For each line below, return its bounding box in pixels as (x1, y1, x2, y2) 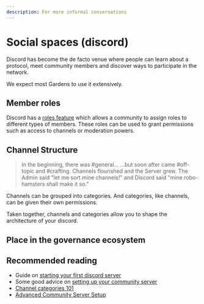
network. (6, 68, 29, 76)
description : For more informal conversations (6, 9, 127, 15)
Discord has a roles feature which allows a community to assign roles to (6, 114, 188, 121)
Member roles (6, 98, 61, 108)
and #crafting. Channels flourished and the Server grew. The (35, 167, 188, 175)
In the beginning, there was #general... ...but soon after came (21, 161, 176, 168)
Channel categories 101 (15, 284, 75, 292)
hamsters (21, 181, 45, 188)
